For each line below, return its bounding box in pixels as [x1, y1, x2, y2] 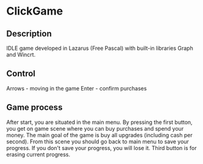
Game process [6, 102, 63, 113]
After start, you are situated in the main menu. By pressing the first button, [6, 118, 193, 126]
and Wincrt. [6, 51, 36, 58]
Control [6, 69, 35, 79]
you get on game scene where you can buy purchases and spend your [6, 125, 184, 132]
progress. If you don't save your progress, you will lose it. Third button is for [6, 144, 197, 151]
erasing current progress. [6, 151, 71, 158]
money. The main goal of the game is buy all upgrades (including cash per [6, 131, 193, 138]
